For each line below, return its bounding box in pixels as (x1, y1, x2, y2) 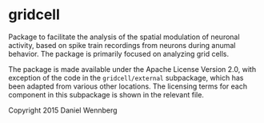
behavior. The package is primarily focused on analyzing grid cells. (8, 49, 230, 58)
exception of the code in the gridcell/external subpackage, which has (8, 73, 244, 82)
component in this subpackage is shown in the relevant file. (8, 89, 204, 99)
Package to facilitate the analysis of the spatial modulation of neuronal (8, 32, 240, 42)
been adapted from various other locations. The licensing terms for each (8, 81, 248, 91)
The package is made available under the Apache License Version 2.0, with (8, 64, 257, 73)
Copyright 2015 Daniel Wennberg (8, 105, 118, 115)
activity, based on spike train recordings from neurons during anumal (8, 40, 236, 50)
